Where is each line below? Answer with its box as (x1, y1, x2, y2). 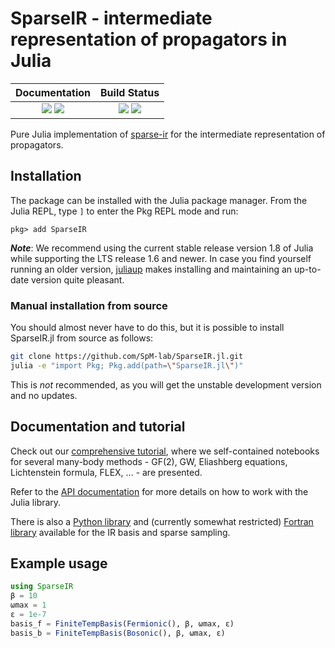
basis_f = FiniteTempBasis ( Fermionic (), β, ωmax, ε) (10, 618, 235, 629)
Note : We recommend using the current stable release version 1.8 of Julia (10, 242, 314, 254)
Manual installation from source (10, 298, 168, 312)
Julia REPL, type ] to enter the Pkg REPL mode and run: (10, 205, 239, 217)
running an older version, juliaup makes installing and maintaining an (10, 263, 293, 275)
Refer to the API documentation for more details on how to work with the (10, 485, 309, 497)
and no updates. (10, 389, 78, 401)
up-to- (294, 263, 322, 275)
